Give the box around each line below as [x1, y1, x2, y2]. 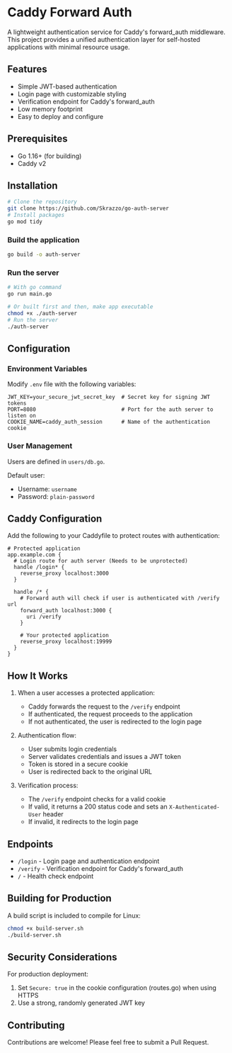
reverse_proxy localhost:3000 [20, 570, 110, 578]
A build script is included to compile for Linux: [7, 911, 141, 920]
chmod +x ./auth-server [7, 310, 78, 317]
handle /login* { [13, 564, 65, 571]
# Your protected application [20, 632, 110, 639]
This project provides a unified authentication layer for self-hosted [7, 35, 200, 43]
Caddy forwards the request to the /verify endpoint [28, 702, 180, 711]
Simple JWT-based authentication [17, 82, 117, 91]
